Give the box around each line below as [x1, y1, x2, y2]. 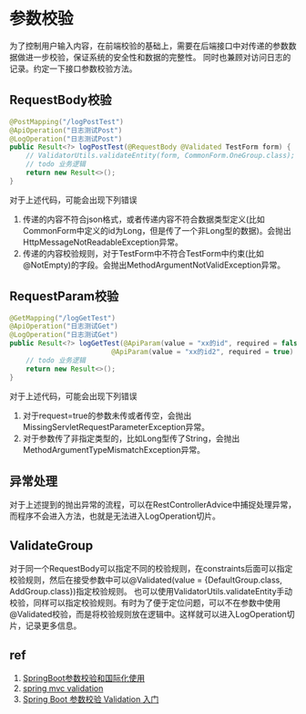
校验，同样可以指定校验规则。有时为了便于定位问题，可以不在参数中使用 [9, 597, 280, 608]
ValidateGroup [9, 538, 94, 553]
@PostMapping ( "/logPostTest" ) [9, 117, 125, 126]
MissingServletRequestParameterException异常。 [22, 421, 210, 432]
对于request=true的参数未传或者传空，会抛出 [22, 410, 192, 421]
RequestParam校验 [9, 289, 119, 304]
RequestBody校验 [9, 92, 112, 108]
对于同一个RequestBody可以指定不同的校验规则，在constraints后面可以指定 [9, 563, 293, 574]
